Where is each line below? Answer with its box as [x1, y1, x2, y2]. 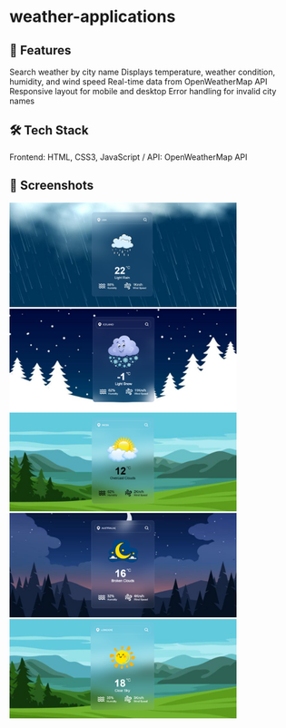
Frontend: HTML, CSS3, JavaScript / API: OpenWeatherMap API [9, 152, 248, 162]
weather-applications [9, 6, 176, 27]
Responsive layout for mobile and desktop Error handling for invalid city [9, 86, 277, 96]
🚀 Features [9, 43, 72, 58]
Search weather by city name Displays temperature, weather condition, [9, 66, 275, 77]
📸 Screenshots [9, 178, 94, 193]
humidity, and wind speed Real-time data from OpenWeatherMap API [9, 76, 268, 87]
